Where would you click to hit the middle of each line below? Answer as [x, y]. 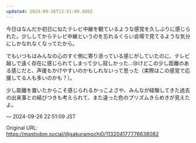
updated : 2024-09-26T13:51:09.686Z [49, 11]
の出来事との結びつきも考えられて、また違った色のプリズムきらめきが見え [96, 97]
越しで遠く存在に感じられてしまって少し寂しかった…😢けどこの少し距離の [95, 63]
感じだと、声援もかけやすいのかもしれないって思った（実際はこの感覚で [98, 70]
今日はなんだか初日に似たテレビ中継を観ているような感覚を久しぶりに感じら [98, 29]
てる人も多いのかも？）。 [46, 78]
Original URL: [22, 128]
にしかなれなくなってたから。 [42, 43]
